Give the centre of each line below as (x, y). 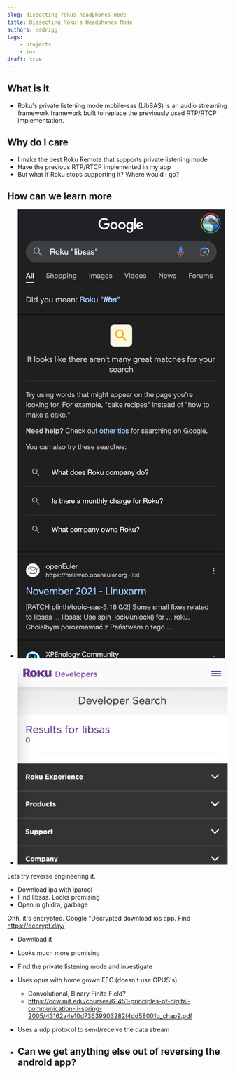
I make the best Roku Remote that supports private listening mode (112, 159)
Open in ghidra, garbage (53, 904)
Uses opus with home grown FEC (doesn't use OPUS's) (97, 980)
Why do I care (38, 143)
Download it (35, 939)
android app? (47, 1063)
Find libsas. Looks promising (58, 897)
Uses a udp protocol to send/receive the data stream (93, 1029)
